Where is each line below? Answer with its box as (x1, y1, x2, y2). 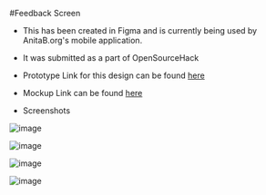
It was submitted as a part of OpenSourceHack (22, 53, 199, 63)
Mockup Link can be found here (22, 88, 143, 98)
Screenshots (22, 105, 71, 116)
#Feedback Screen (9, 8, 81, 18)
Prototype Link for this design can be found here (22, 70, 205, 81)
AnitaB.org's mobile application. (22, 35, 143, 45)
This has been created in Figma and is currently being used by (22, 25, 258, 35)
